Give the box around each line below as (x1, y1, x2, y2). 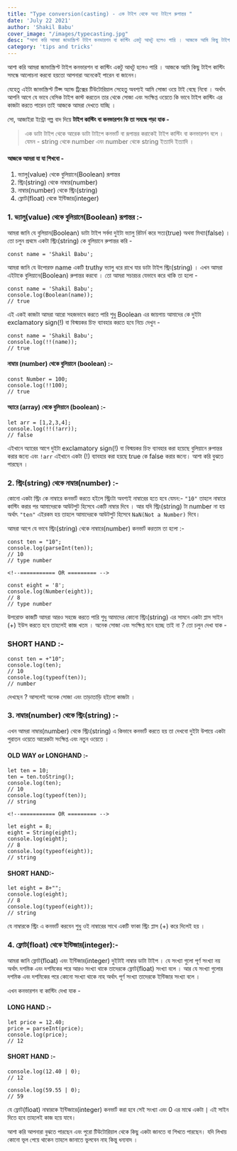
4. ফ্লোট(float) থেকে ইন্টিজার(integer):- (7, 940, 118, 950)
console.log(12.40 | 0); (7, 1068, 81, 1075)
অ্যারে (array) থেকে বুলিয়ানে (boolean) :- (7, 403, 106, 411)
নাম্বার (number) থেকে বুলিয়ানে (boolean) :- (7, 360, 114, 368)
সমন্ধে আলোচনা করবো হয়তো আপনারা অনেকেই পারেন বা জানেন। (7, 71, 138, 79)
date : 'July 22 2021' (7, 17, 72, 24)
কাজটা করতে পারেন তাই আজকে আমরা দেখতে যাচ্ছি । (7, 101, 116, 109)
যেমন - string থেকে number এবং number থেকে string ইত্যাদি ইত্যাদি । (24, 138, 194, 145)
